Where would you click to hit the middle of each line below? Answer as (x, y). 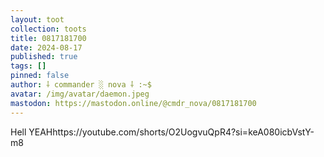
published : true (44, 57)
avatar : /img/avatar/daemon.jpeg (80, 94)
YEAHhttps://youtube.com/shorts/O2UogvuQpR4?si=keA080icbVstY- (171, 132)
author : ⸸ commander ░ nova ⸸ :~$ (81, 85)
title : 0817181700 (48, 38)
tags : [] (28, 66)
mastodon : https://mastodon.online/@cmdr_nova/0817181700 (133, 103)
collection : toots (48, 29)
